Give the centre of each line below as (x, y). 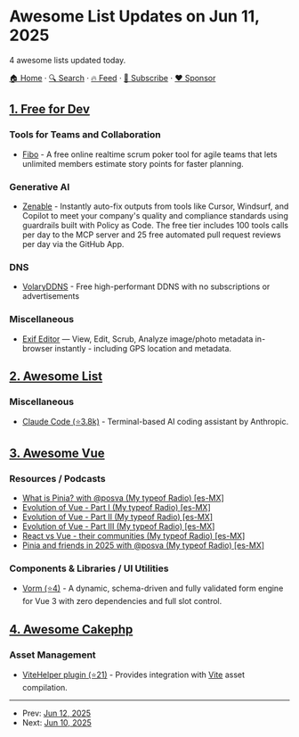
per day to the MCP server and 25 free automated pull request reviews (152, 235)
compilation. (45, 687)
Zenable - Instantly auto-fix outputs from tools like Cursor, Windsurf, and (155, 206)
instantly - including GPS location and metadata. (143, 348)
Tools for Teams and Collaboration (85, 135)
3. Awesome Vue (57, 453)
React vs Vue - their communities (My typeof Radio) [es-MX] (133, 535)
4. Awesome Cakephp (71, 629)
